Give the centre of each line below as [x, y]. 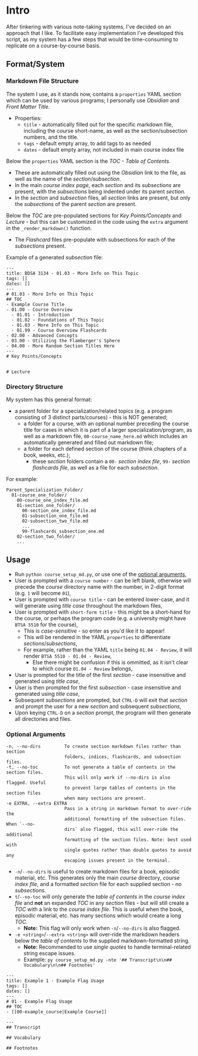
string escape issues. [49, 954]
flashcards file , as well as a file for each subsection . [96, 467]
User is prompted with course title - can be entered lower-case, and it [102, 599]
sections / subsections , [50, 643]
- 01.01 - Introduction [40, 314]
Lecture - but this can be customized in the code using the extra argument [97, 222]
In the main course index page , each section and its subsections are [98, 185]
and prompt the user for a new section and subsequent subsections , [98, 706]
